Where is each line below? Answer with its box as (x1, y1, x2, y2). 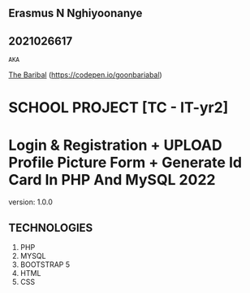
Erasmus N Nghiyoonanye (8, 7, 143, 20)
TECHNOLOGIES (8, 221, 93, 234)
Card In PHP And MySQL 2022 (8, 170, 216, 189)
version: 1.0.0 (8, 197, 53, 207)
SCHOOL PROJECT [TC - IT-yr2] (8, 98, 229, 117)
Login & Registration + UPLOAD (8, 136, 222, 154)
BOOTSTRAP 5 (19, 260, 71, 269)
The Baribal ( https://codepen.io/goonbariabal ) (8, 70, 162, 80)
